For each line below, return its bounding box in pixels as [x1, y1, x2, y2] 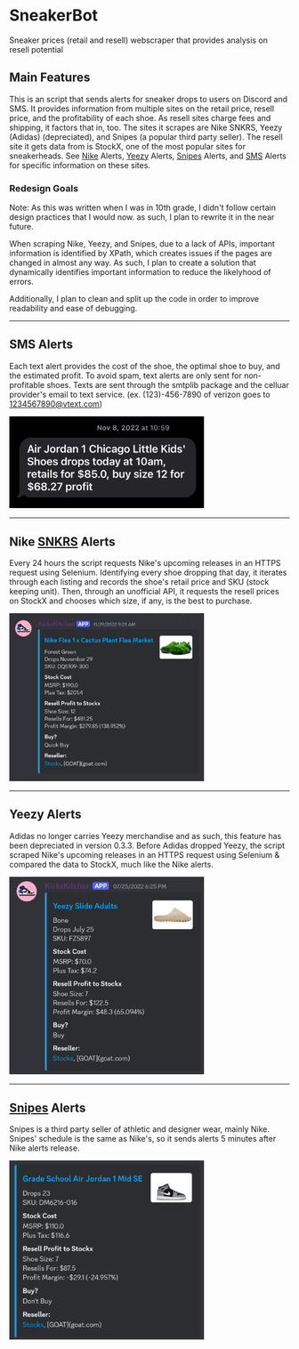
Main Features [9, 70, 91, 85]
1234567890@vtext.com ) [9, 398, 102, 409]
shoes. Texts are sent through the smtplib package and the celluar [46, 379, 289, 390]
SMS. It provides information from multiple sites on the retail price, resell [9, 103, 274, 114]
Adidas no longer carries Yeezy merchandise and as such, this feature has [9, 830, 282, 841]
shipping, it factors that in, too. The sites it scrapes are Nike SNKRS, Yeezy [9, 122, 283, 133]
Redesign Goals [9, 182, 78, 194]
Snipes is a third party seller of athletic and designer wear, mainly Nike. [9, 1124, 270, 1135]
